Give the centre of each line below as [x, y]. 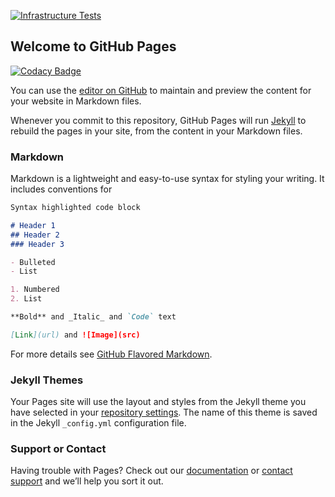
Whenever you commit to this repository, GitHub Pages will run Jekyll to [158, 120]
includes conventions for [61, 189]
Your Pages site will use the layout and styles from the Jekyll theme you [158, 402]
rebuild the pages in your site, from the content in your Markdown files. [156, 131]
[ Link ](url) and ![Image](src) [75, 335]
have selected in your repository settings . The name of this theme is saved [164, 412]
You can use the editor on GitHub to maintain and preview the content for [161, 90]
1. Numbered [35, 290]
